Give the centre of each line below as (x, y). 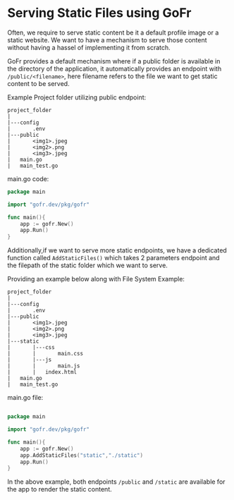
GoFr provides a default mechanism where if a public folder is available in (114, 61)
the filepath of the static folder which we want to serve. (87, 265)
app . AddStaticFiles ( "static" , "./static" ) (81, 455)
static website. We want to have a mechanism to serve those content (107, 39)
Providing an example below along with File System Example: (96, 279)
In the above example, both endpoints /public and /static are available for (116, 482)
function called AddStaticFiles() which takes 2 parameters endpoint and (113, 258)
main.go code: (28, 178)
